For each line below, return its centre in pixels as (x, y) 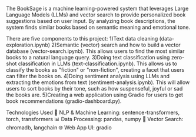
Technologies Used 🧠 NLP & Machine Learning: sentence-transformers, (93, 112)
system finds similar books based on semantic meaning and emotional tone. (98, 27)
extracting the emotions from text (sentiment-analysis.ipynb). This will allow (98, 82)
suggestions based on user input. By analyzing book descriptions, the (91, 21)
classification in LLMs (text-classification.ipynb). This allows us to (98, 64)
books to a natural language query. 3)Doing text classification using (88, 57)
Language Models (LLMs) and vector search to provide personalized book (96, 15)
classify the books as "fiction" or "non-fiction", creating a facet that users (95, 70)
